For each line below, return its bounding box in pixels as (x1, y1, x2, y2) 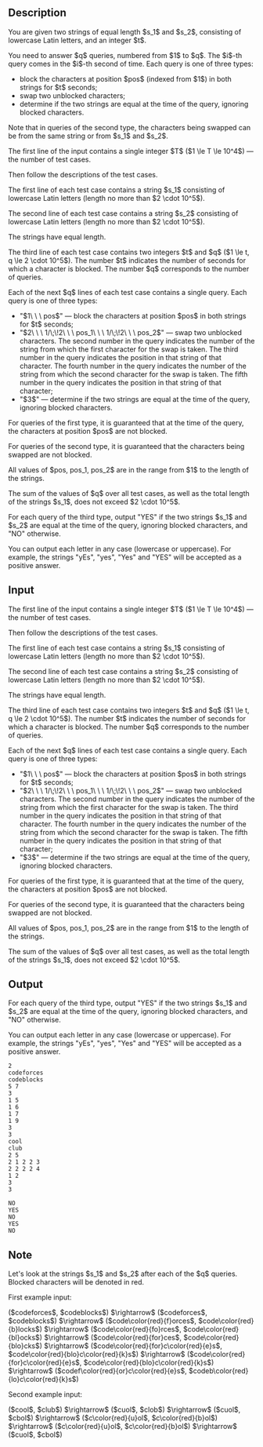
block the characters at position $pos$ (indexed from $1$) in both (19, 74, 232, 83)
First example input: (8, 1292, 72, 1302)
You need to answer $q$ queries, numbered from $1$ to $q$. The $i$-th (8, 50, 243, 60)
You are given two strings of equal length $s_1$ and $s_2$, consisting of (8, 27, 242, 36)
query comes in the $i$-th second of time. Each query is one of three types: (8, 59, 254, 68)
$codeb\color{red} (188, 1366, 249, 1376)
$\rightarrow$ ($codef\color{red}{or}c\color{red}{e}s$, (8, 1366, 187, 1376)
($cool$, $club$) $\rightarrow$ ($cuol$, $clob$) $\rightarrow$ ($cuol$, (8, 1405, 241, 1415)
